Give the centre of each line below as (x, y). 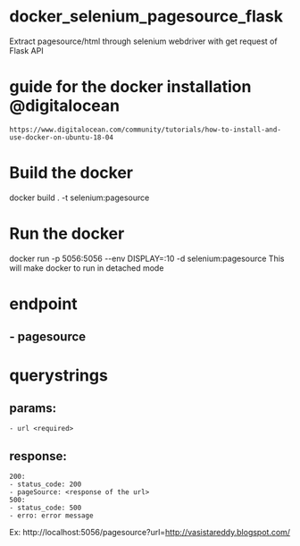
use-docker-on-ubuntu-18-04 (62, 137)
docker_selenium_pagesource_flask (146, 17)
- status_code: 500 (46, 508)
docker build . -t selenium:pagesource (79, 197)
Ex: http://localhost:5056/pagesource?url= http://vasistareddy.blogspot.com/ (150, 533)
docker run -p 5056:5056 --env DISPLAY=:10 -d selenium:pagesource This (147, 258)
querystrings (59, 375)
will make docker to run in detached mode (87, 268)
